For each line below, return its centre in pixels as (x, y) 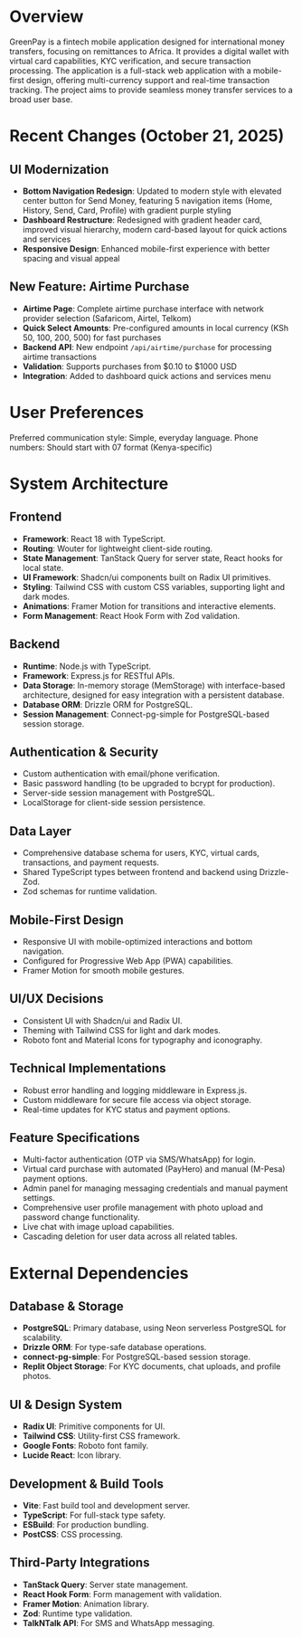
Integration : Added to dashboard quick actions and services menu (146, 376)
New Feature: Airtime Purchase (99, 287)
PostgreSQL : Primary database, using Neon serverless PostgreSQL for (154, 1328)
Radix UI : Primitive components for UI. (94, 1426)
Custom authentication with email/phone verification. (121, 774)
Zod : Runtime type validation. (77, 1613)
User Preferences (77, 412)
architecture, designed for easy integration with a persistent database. (153, 695)
